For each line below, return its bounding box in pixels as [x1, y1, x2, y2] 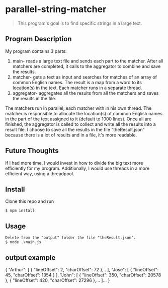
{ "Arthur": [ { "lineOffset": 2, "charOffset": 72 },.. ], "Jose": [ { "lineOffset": [5, 267, 159, 272]
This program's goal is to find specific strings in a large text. [17, 20, 142, 26]
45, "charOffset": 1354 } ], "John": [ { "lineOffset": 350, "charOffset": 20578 [5, 272, 161, 278]
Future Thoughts [5, 147, 59, 155]
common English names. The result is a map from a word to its [12, 79, 142, 85]
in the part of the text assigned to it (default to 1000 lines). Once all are [5, 116, 152, 122]
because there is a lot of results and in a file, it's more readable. [5, 132, 137, 138]
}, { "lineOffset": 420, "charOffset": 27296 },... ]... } [5, 277, 110, 283]
